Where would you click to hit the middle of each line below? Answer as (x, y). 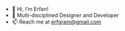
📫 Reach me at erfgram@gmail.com (56, 22)
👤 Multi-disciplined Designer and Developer (65, 15)
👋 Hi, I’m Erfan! (30, 9)
